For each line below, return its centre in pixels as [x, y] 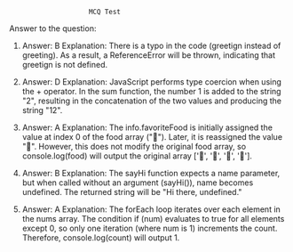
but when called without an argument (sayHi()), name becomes [138, 183]
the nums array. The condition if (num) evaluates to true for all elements [153, 219]
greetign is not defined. [65, 65]
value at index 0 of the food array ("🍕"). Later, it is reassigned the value [152, 137]
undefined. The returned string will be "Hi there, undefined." [132, 192]
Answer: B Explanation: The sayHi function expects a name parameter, [151, 173]
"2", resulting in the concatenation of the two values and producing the [152, 101]
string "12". [42, 110]
